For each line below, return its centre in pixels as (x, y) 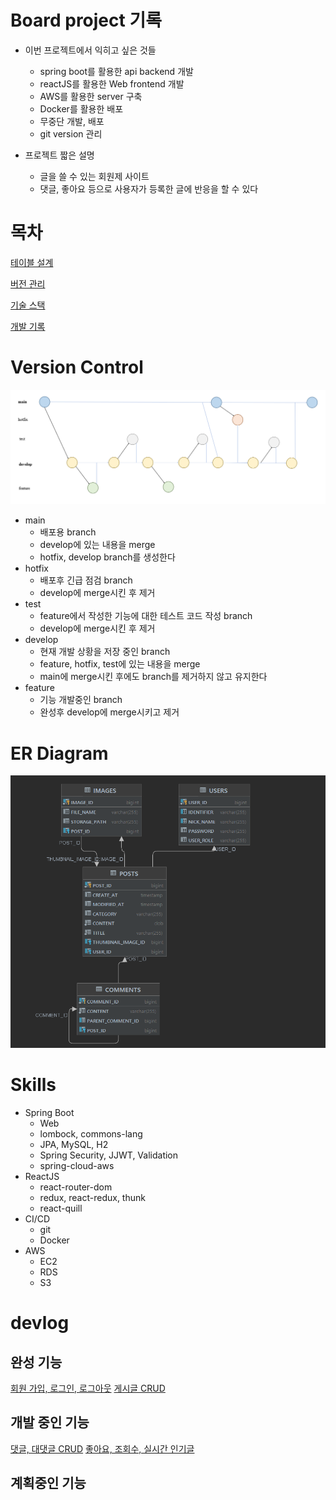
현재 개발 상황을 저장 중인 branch (105, 652)
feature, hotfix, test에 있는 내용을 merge (120, 664)
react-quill (61, 1208)
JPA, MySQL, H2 (74, 1144)
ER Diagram (59, 753)
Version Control (77, 367)
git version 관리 (71, 133)
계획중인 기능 (48, 1483)
